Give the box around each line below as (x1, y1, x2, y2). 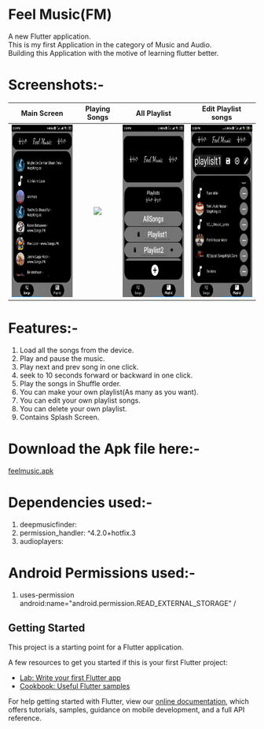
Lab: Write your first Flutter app (19, 672, 122, 683)
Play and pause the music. (19, 354, 105, 363)
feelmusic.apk (8, 467, 53, 475)
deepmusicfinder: (19, 519, 77, 529)
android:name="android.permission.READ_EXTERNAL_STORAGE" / (19, 598, 236, 608)
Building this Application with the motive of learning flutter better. (8, 48, 219, 58)
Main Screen (20, 108, 64, 117)
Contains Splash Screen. (19, 412, 100, 422)
